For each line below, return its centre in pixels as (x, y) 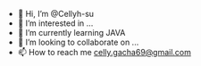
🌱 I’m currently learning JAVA (71, 33)
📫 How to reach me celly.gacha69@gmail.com (105, 52)
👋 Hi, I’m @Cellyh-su (56, 14)
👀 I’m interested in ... (55, 23)
